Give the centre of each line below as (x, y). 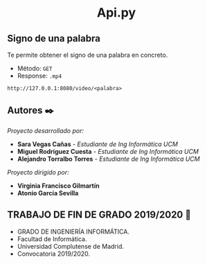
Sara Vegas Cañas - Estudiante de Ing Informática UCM (98, 144)
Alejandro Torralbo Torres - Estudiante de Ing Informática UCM (108, 159)
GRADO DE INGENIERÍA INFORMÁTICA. (73, 231)
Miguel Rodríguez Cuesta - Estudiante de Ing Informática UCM (108, 151)
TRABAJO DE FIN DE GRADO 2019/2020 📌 (99, 215)
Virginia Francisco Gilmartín (58, 186)
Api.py (116, 13)
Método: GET (35, 68)
